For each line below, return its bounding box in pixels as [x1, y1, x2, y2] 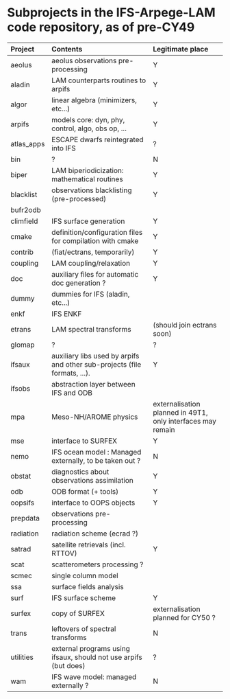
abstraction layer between [51, 379, 136, 389]
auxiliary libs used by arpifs [51, 351, 140, 360]
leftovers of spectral [51, 623, 116, 633]
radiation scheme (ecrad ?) [51, 529, 139, 538]
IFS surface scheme [51, 593, 116, 602]
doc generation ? [51, 278, 106, 288]
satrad [10, 544, 31, 553]
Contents [51, 44, 83, 54]
